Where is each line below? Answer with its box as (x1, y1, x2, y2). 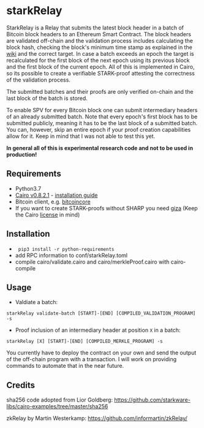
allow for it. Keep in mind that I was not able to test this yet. (6, 132, 156, 140)
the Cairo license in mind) (15, 211, 80, 218)
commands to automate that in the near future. (6, 362, 124, 370)
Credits (6, 380, 36, 390)
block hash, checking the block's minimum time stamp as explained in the (6, 44, 193, 51)
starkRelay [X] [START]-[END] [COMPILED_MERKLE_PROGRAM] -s (6, 338, 164, 345)
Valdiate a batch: (15, 299, 58, 306)
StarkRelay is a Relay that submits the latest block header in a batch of (6, 24, 184, 31)
